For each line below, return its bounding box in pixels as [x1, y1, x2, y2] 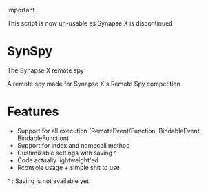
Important [7, 6, 35, 14]
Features [7, 104, 59, 119]
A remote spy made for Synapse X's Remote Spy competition [7, 79, 181, 88]
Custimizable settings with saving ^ [17, 148, 117, 157]
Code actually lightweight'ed [17, 155, 98, 164]
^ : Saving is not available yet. [7, 176, 91, 185]
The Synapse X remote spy [7, 66, 84, 75]
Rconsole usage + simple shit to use [17, 163, 121, 171]
